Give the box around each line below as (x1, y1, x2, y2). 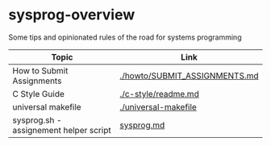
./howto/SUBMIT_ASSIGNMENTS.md (119, 70, 259, 81)
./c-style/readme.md (119, 88, 199, 99)
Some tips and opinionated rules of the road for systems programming (8, 32, 242, 42)
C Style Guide (12, 88, 65, 99)
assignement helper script (12, 124, 111, 136)
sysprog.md (119, 119, 165, 131)
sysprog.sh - (12, 115, 62, 126)
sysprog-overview (8, 6, 135, 24)
